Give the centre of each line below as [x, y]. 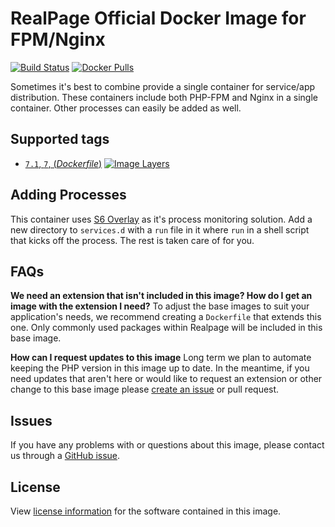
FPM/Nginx [58, 39]
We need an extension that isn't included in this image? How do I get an [161, 296]
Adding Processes [68, 195]
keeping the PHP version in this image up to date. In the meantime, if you [160, 368]
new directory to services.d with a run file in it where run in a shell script [160, 229]
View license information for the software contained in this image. [146, 511]
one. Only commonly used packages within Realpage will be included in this [166, 328]
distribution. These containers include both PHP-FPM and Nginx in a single [164, 97]
